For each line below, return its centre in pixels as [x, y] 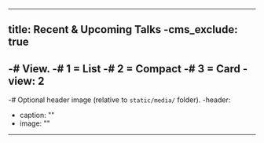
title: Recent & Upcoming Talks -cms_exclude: [123, 29]
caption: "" [37, 115]
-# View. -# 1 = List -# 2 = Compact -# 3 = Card [125, 69]
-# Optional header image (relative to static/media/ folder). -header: [119, 100]
